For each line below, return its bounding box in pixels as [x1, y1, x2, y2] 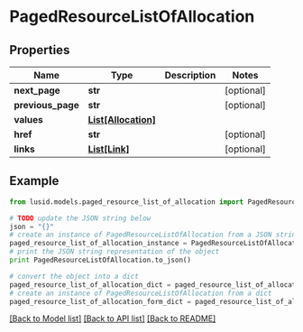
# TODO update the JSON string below [9, 214, 151, 223]
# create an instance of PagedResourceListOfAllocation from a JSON [9, 230, 272, 240]
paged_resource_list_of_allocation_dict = [9, 280, 171, 290]
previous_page [14, 99, 79, 111]
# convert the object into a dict [9, 272, 140, 281]
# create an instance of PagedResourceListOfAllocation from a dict [9, 289, 272, 298]
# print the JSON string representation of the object [9, 247, 220, 256]
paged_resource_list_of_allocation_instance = [9, 239, 188, 248]
